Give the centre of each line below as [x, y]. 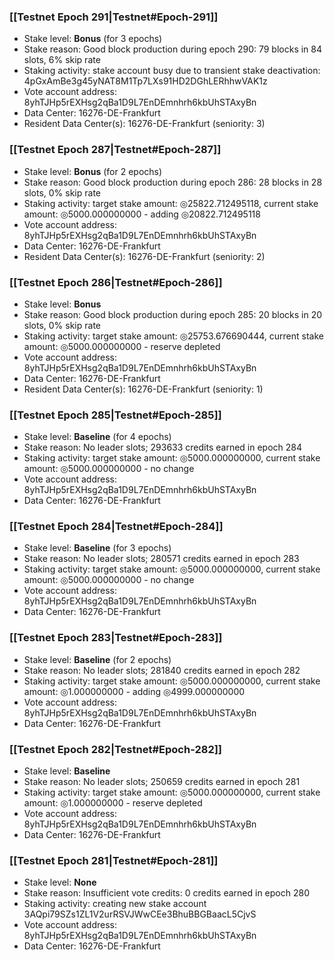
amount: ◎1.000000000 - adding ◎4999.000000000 [134, 691]
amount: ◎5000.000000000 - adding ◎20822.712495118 [142, 214]
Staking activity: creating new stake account [115, 904]
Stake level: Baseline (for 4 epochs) [97, 437]
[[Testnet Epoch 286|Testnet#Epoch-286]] [116, 282]
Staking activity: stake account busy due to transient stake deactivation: [172, 71]
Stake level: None [60, 882]
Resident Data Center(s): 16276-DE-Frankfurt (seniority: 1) [143, 389]
